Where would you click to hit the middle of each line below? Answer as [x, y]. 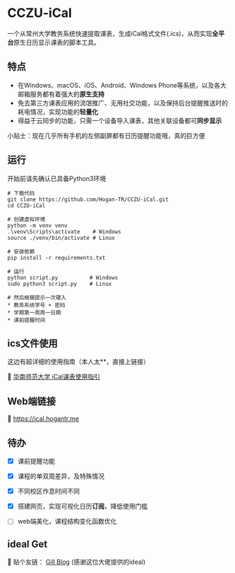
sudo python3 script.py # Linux [60, 284]
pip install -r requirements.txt [56, 257]
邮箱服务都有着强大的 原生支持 [61, 94]
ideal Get [28, 544]
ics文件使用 [32, 343]
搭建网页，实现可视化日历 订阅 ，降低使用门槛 [83, 507]
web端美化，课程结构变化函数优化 [67, 521]
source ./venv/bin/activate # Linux [61, 238]
